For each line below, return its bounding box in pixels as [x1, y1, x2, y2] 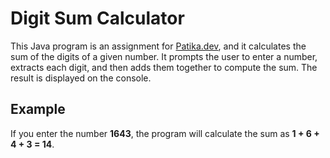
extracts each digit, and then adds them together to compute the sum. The [10, 61, 318, 73]
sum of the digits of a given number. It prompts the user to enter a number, [10, 50, 318, 62]
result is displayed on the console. [10, 72, 152, 84]
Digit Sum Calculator [10, 7, 185, 30]
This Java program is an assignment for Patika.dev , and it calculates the [10, 40, 307, 52]
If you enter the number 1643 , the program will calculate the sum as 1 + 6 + [10, 127, 320, 139]
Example [10, 101, 66, 118]
